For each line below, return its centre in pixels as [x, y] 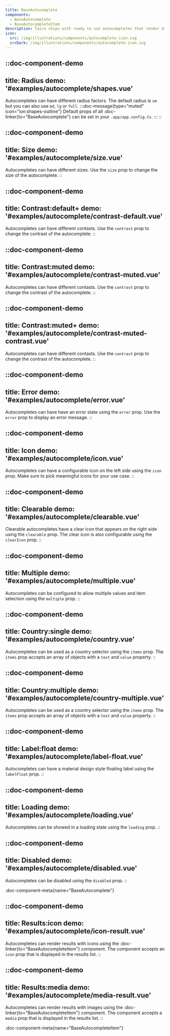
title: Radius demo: [35, 81]
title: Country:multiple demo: [52, 690]
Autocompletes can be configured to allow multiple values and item [75, 593]
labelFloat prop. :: [25, 774]
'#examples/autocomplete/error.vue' [65, 400]
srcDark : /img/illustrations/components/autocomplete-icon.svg [78, 43]
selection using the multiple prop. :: [43, 598]
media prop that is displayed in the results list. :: [54, 1018]
